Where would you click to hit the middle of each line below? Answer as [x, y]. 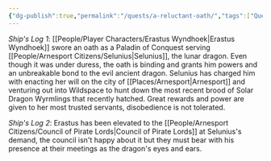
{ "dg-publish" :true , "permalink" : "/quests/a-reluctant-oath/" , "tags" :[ [129, 16]
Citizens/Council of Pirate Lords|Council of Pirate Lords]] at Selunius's [125, 131]
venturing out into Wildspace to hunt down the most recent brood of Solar [131, 90]
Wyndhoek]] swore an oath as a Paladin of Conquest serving [110, 47]
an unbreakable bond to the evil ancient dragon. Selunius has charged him [132, 72]
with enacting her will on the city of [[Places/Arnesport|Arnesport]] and [127, 81]
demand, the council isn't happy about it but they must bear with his [121, 140]
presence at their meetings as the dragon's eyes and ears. [105, 148]
